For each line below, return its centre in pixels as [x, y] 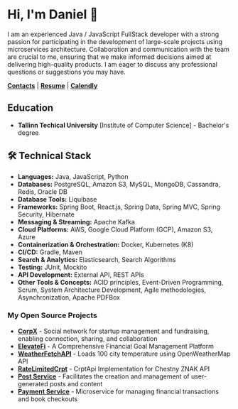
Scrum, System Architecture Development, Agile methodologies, [112, 290]
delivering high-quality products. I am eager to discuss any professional [113, 64]
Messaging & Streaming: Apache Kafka [76, 222]
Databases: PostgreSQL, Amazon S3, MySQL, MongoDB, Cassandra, [119, 184]
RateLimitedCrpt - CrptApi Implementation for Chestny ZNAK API [114, 369]
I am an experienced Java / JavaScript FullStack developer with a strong [113, 34]
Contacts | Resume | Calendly [53, 85]
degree [28, 132]
